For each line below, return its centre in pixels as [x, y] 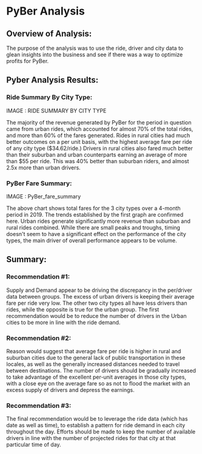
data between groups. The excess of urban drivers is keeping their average [100, 296]
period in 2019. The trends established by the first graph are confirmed [95, 214]
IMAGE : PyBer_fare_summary [44, 196]
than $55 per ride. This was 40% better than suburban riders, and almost [98, 161]
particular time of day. [34, 445]
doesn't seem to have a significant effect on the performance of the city [96, 234]
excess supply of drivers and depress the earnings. [70, 390]
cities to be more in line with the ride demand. [63, 322]
